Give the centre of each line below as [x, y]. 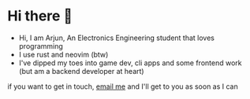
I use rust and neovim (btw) [63, 54]
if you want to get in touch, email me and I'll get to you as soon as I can [123, 86]
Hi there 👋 [40, 16]
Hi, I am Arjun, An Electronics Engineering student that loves [116, 38]
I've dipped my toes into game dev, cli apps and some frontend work [130, 63]
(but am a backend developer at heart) [81, 71]
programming [41, 46]
